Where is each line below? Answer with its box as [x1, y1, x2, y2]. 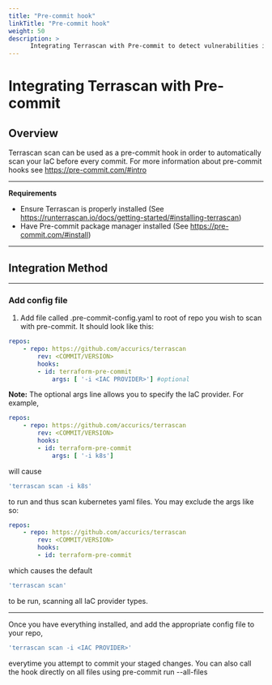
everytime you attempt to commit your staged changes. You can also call [8, 658, 252, 668]
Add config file [8, 294, 68, 306]
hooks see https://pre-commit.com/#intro [8, 165, 147, 175]
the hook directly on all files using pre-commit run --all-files [8, 666, 208, 677]
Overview [8, 126, 59, 140]
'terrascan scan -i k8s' [8, 482, 92, 490]
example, [8, 398, 39, 408]
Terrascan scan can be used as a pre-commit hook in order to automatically [8, 148, 261, 158]
